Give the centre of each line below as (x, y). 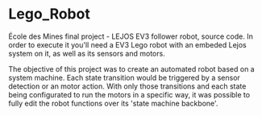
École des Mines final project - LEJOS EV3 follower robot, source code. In (131, 36)
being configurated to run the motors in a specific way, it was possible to (129, 94)
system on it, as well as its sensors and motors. (87, 53)
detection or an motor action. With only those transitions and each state (127, 86)
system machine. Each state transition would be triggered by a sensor (124, 77)
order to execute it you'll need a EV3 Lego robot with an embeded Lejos (128, 44)
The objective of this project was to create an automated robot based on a (132, 68)
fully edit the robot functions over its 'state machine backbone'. (113, 103)
